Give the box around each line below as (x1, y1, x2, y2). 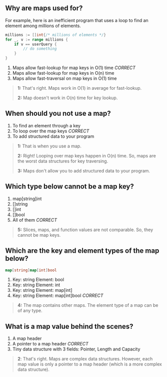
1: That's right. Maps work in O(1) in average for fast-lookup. (17, 85, 142, 91)
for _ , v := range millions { (5, 37, 68, 42)
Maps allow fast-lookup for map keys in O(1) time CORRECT (12, 65, 136, 71)
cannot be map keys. (17, 232, 61, 238)
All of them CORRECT (12, 217, 57, 223)
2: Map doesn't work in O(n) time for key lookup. (17, 95, 118, 101)
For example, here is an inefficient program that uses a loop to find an (5, 17, 148, 23)
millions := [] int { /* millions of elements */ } (5, 32, 106, 37)
